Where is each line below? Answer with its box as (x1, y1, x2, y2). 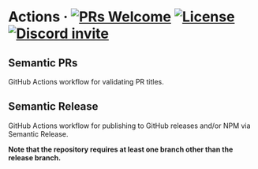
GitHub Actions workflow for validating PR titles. (8, 77, 164, 86)
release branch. (8, 152, 62, 162)
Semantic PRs (8, 56, 78, 69)
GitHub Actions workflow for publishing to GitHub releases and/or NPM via (8, 121, 251, 130)
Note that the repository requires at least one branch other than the (8, 145, 234, 154)
